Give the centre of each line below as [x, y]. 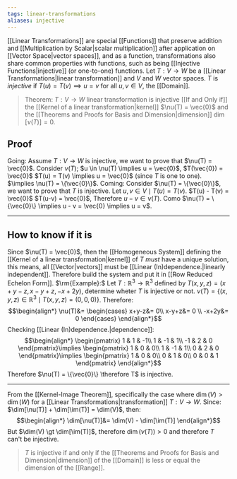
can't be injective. [33, 439]
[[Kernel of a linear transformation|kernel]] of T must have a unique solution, [118, 259]
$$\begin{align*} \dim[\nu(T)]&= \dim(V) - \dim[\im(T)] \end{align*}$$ [119, 420]
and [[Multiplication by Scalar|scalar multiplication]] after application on [111, 48]
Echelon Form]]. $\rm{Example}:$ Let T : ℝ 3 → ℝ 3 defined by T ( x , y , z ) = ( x [116, 282]
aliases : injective [36, 20]
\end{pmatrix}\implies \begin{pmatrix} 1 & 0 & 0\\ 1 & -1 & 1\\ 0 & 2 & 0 [119, 348]
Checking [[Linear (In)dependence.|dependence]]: [81, 330]
